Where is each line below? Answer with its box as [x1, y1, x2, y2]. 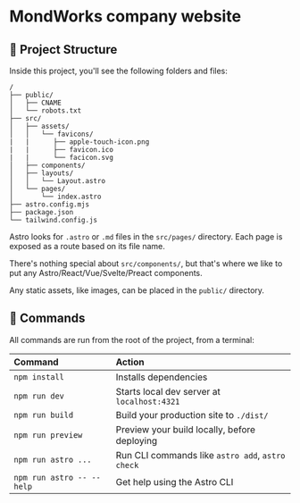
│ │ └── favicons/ [9, 130, 94, 138]
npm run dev [13, 390, 65, 401]
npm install [13, 372, 65, 381]
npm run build [13, 409, 74, 420]
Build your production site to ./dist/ [115, 408, 269, 421]
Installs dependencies [115, 371, 208, 383]
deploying [115, 434, 158, 447]
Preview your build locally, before [115, 423, 256, 435]
